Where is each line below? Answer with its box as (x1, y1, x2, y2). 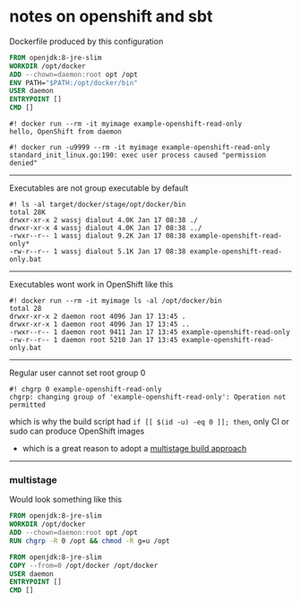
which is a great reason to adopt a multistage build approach (21, 443, 247, 454)
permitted (9, 400, 47, 409)
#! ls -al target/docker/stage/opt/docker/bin (9, 200, 186, 210)
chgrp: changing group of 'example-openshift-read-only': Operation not (9, 392, 287, 402)
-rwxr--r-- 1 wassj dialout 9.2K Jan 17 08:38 (9, 231, 186, 241)
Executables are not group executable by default (9, 183, 189, 193)
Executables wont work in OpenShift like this (9, 279, 174, 290)
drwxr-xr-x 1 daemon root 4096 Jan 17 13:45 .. (9, 320, 191, 329)
